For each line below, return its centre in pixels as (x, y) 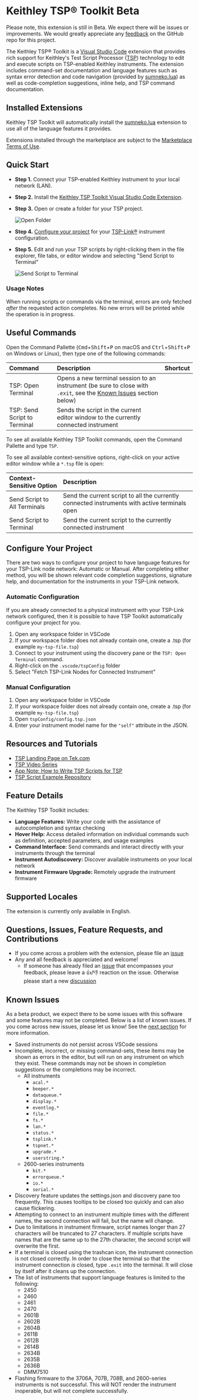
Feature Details (35, 796)
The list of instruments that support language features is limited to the (100, 1278)
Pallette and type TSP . (32, 445)
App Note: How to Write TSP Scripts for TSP (68, 771)
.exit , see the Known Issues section (107, 393)
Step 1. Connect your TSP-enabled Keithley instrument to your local (97, 179)
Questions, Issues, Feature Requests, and (84, 929)
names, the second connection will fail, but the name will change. (94, 1221)
